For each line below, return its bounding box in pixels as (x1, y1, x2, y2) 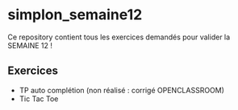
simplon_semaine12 (7, 6, 143, 24)
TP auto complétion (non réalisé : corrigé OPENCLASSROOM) (19, 85, 225, 95)
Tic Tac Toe (19, 94, 59, 104)
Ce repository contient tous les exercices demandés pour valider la (7, 32, 231, 42)
